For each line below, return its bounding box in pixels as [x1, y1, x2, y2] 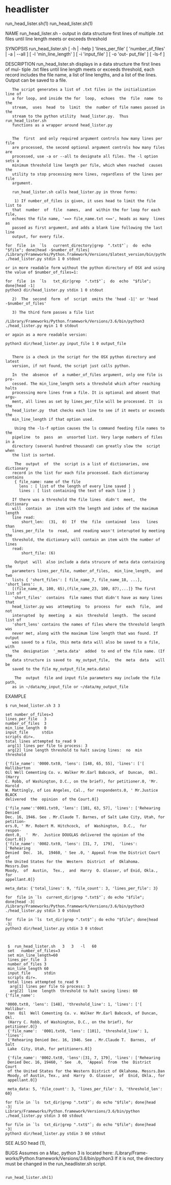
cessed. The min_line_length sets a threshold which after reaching [12, 381, 160, 386]
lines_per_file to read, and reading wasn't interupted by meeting [12, 528, 165, 533]
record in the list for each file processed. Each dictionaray [12, 470, 149, 475]
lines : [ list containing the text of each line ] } [18, 488, 136, 493]
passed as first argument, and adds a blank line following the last [12, 225, 163, 230]
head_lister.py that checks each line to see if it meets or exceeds [12, 408, 165, 413]
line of [5, 91, 22, 96]
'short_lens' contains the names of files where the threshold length [12, 622, 165, 627]
